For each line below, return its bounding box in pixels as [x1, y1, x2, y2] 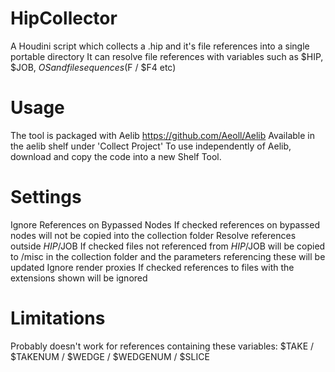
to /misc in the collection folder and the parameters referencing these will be [10, 250, 326, 262]
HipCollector [10, 7, 118, 30]
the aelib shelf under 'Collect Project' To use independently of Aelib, [10, 140, 292, 152]
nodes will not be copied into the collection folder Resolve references [10, 229, 297, 241]
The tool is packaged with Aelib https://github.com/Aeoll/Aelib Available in [10, 129, 315, 141]
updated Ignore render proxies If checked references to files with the [10, 261, 295, 273]
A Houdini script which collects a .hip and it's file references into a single [10, 40, 310, 52]
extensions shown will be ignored [10, 272, 148, 284]
